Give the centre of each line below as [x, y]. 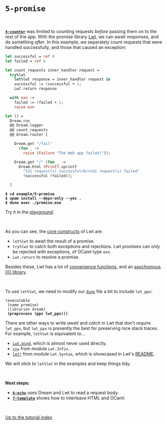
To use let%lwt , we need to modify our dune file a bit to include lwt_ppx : [79, 291]
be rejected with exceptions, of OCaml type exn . [62, 252]
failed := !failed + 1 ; [39, 102]
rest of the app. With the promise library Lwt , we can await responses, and [82, 36]
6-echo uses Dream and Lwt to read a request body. [65, 393]
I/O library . [16, 272]
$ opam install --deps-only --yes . [43, 198]
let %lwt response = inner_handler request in [62, 79]
